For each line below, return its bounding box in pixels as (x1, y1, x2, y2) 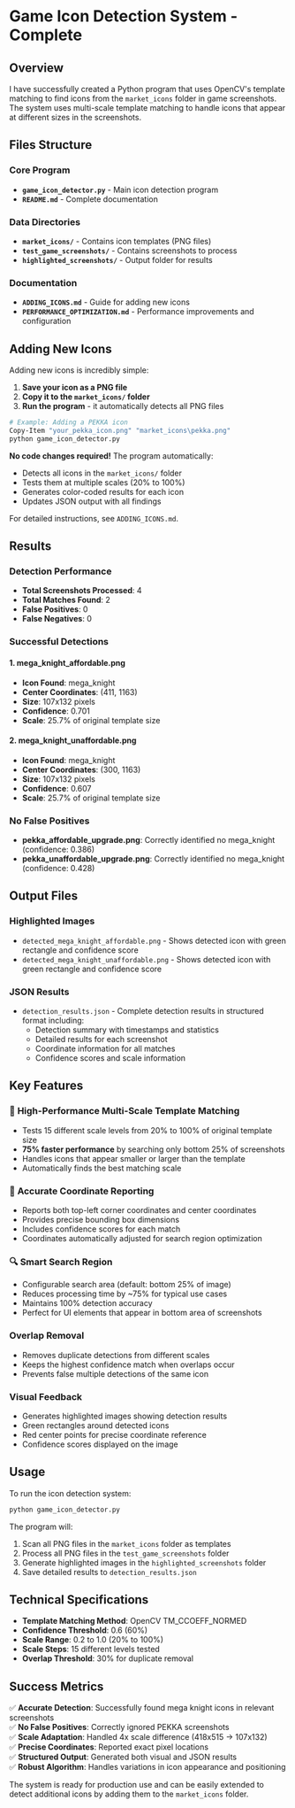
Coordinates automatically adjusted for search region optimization (21, 1233, 262, 1243)
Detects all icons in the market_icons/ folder (21, 467, 183, 478)
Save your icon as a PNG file (21, 382, 128, 393)
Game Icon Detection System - (9, 6, 238, 27)
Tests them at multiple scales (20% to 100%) (21, 476, 185, 488)
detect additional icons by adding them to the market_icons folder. (9, 1789, 249, 1799)
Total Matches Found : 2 (21, 595, 110, 606)
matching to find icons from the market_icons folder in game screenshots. (9, 93, 277, 104)
